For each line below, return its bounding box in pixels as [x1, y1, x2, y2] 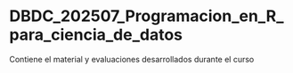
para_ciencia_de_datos [9, 25, 183, 45]
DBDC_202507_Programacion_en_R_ [9, 6, 284, 26]
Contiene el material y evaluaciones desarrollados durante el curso [9, 54, 255, 64]
